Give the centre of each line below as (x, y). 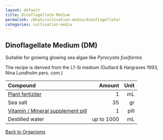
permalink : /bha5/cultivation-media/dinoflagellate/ (63, 19)
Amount (109, 86)
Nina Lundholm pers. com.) (34, 73)
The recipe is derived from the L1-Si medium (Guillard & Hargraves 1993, (82, 68)
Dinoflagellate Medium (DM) (51, 45)
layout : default (23, 10)
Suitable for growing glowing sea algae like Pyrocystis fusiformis (74, 57)
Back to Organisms (25, 132)
